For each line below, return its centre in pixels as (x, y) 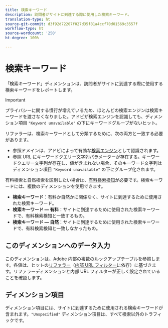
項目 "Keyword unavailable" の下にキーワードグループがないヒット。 (89, 123)
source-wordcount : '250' (31, 33)
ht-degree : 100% (22, 38)
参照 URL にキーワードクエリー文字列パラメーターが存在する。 (77, 157)
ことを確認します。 (25, 277)
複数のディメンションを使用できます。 (66, 186)
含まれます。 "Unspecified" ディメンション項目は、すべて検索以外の (75, 314)
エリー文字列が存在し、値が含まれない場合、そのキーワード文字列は (92, 163)
